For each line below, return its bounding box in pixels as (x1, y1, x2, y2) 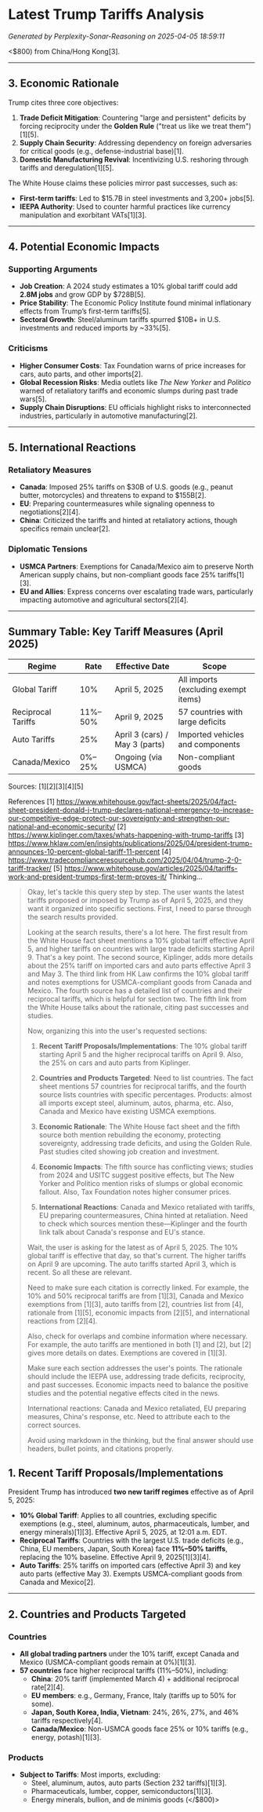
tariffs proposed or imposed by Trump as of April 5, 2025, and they (27, 895, 243, 905)
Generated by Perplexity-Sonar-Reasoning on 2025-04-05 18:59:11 (8, 31, 225, 41)
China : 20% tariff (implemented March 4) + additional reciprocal (31, 1675, 240, 1684)
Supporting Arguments (8, 264, 98, 275)
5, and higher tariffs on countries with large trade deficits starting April (27, 944, 254, 954)
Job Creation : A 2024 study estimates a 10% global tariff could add (19, 281, 238, 291)
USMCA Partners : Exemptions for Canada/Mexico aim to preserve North (19, 562, 254, 571)
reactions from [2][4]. (27, 1316, 98, 1325)
